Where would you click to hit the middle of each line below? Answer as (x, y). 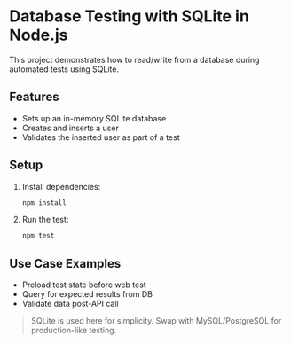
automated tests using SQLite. (64, 69)
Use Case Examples (65, 263)
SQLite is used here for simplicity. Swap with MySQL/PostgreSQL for (156, 321)
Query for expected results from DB (87, 294)
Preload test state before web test (84, 285)
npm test (38, 236)
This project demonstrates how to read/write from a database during (134, 59)
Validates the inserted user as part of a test (101, 137)
